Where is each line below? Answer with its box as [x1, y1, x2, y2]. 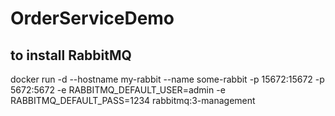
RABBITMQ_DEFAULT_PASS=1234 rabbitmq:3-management [10, 95, 256, 106]
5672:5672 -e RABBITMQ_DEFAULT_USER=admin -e [10, 84, 226, 96]
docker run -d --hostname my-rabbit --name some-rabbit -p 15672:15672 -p [10, 73, 325, 85]
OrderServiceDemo [10, 7, 175, 30]
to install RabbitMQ [10, 47, 132, 64]
